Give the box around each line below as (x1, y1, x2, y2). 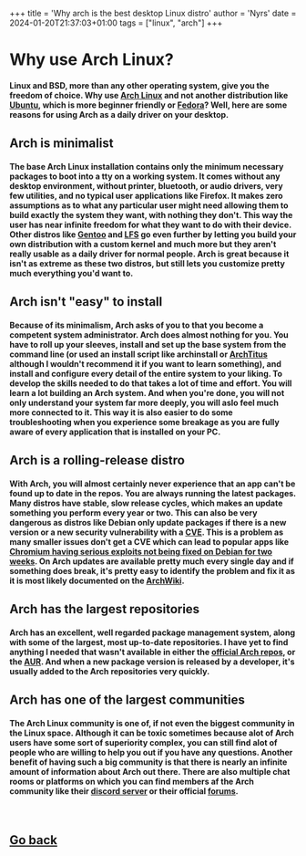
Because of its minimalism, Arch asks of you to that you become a (9, 319, 264, 330)
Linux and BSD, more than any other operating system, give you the (9, 79, 270, 90)
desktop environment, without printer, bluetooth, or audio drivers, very (9, 180, 284, 191)
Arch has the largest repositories (9, 601, 200, 617)
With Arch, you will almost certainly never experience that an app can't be (9, 478, 296, 489)
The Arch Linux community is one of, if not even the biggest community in (9, 717, 295, 728)
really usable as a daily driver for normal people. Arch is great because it (9, 248, 290, 259)
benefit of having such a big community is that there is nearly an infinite (9, 757, 288, 767)
